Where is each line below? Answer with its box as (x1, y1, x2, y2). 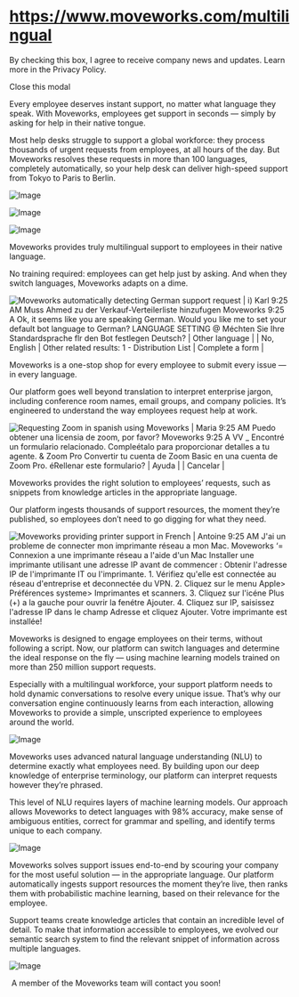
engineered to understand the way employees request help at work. (9, 405, 258, 416)
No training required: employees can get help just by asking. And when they (9, 268, 287, 279)
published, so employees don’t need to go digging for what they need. (9, 514, 267, 524)
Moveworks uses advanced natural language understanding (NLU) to (9, 750, 263, 762)
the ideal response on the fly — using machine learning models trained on (9, 652, 280, 662)
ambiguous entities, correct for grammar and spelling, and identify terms (9, 815, 276, 826)
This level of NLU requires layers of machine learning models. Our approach (9, 797, 288, 807)
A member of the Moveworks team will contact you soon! (11, 977, 221, 988)
